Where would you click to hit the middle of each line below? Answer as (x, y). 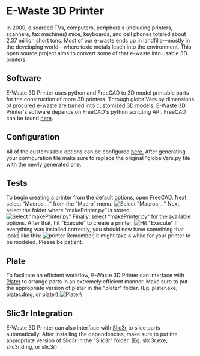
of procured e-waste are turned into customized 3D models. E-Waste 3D (96, 105)
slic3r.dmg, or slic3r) (32, 347)
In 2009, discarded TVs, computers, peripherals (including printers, (89, 28)
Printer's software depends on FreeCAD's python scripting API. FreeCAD (96, 111)
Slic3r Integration (40, 313)
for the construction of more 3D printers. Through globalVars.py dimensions (100, 99)
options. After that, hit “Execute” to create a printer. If (92, 223)
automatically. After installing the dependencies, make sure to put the (92, 334)
